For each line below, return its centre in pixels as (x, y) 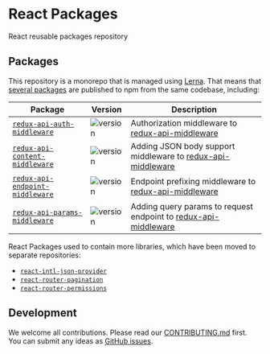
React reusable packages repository (68, 36)
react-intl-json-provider (63, 271)
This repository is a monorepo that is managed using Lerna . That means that (135, 80)
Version (106, 109)
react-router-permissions (63, 288)
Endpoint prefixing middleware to (193, 181)
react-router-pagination (61, 280)
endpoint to (152, 216)
